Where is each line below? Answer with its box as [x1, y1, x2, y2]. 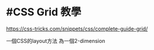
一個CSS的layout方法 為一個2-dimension [6, 37, 105, 44]
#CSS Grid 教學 [6, 5, 82, 19]
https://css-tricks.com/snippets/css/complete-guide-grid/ [6, 25, 148, 32]
